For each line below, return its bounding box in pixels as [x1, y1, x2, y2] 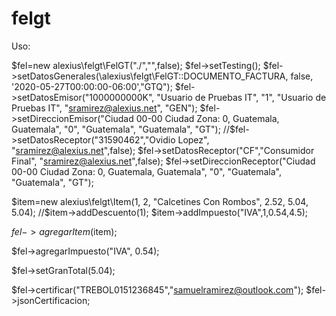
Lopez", [177, 133, 210, 146]
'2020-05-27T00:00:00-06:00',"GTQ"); [11, 80, 173, 92]
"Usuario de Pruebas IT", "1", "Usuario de [156, 91, 327, 103]
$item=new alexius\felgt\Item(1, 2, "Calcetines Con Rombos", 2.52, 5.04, [11, 195, 309, 207]
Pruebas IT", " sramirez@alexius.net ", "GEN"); [11, 102, 198, 114]
